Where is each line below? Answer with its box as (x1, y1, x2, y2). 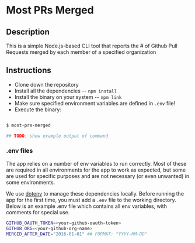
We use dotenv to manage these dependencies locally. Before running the (6, 190, 184, 197)
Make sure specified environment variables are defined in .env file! (14, 100, 176, 107)
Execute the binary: (14, 106, 61, 113)
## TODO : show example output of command (6, 133, 109, 139)
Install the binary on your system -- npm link (14, 93, 122, 100)
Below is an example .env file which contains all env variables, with (6, 203, 168, 210)
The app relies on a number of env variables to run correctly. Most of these (6, 160, 187, 167)
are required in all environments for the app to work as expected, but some (6, 166, 186, 173)
